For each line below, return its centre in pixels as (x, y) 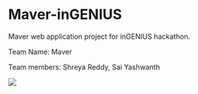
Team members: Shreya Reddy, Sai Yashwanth (84, 67)
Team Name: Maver (40, 51)
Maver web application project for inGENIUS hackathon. (99, 36)
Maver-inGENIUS (65, 15)
